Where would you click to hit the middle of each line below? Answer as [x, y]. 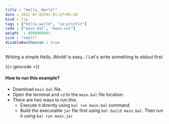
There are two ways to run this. [45, 100]
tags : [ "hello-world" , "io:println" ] [46, 24]
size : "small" [21, 38]
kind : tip [17, 19]
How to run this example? [33, 78]
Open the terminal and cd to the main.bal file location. [68, 94]
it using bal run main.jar [46, 115]
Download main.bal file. [37, 89]
